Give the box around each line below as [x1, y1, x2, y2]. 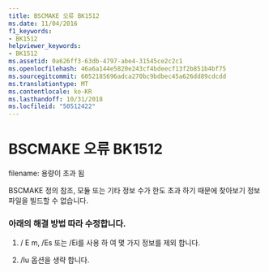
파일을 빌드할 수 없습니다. [8, 196, 89, 205]
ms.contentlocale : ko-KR [8, 87, 92, 96]
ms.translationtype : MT [8, 80, 89, 88]
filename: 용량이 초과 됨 [8, 168, 85, 179]
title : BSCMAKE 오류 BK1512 [8, 11, 100, 20]
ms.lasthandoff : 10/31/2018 [8, 95, 104, 103]
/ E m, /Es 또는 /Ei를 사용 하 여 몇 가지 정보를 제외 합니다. [19, 238, 201, 248]
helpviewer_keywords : [8, 42, 82, 50]
